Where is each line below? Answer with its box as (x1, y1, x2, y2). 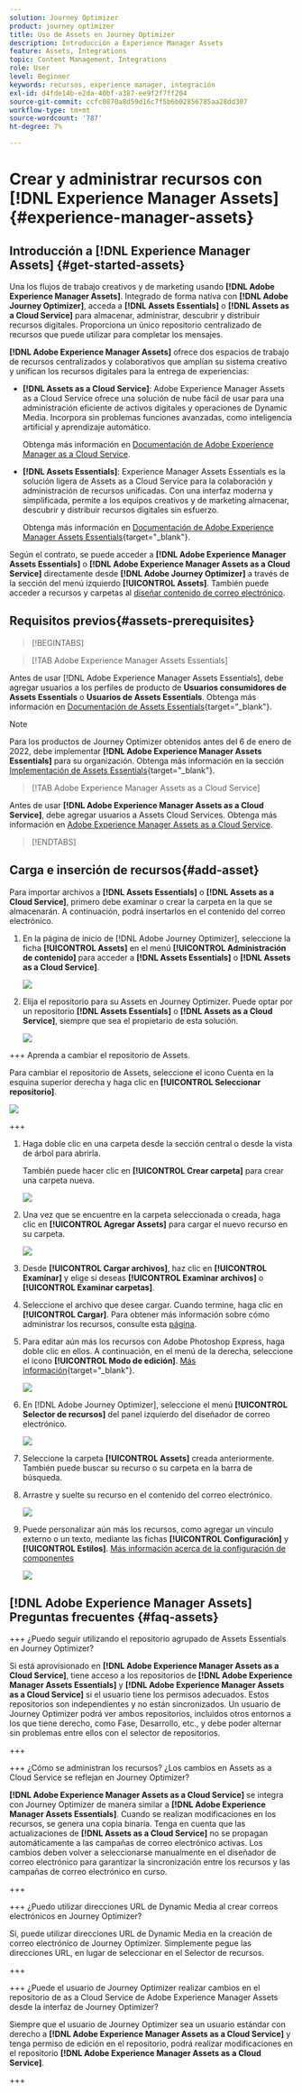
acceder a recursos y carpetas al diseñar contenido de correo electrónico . (9, 587, 286, 598)
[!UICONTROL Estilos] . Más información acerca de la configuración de (22, 1543, 287, 1554)
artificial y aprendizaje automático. (22, 421, 151, 432)
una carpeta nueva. (22, 1175, 95, 1185)
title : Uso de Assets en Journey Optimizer (9, 30, 176, 39)
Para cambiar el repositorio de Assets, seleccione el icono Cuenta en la (9, 1066, 274, 1078)
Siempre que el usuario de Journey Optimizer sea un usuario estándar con (9, 2019, 287, 2030)
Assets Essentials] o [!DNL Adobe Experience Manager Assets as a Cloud (9, 558, 291, 569)
